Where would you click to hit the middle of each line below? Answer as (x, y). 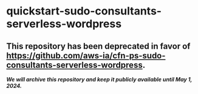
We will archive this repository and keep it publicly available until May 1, (99, 79)
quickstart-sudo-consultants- (84, 11)
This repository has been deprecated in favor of (98, 46)
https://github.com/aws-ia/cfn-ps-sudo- (86, 55)
